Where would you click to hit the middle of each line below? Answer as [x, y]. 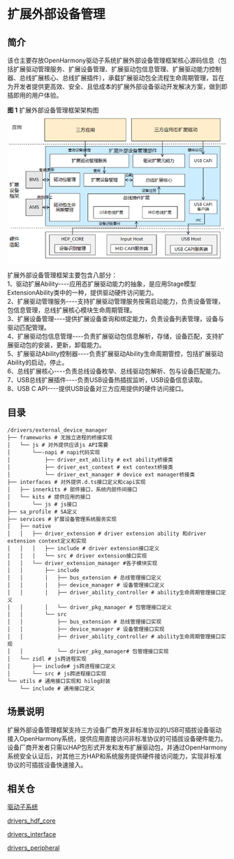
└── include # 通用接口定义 [58, 689]
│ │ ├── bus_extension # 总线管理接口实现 [85, 622]
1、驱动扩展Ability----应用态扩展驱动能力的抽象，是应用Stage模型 [102, 284]
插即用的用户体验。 [35, 95]
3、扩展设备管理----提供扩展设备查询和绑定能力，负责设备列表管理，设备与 [116, 319]
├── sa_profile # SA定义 [42, 512]
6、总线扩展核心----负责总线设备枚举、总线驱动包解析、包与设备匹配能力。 [116, 372]
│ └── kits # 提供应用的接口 [49, 497]
